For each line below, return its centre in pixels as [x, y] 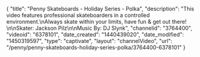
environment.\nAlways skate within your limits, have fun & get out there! [97, 22]
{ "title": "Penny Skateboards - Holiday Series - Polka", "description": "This [100, 9]
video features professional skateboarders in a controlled [78, 15]
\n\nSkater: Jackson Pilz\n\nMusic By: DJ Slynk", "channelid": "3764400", [99, 28]
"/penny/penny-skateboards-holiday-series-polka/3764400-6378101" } [96, 47]
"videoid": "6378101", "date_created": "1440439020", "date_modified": [95, 35]
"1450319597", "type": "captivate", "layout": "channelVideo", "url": [89, 41]
